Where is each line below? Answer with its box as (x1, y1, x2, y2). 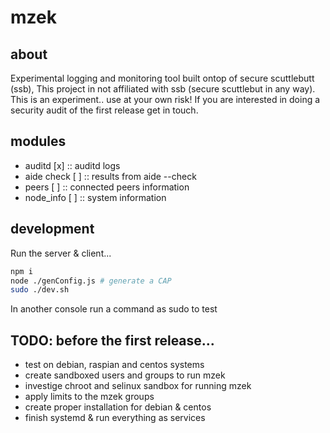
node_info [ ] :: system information (24, 191, 167, 203)
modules (10, 133, 67, 150)
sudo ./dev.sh (10, 285, 70, 295)
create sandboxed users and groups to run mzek (24, 369, 226, 381)
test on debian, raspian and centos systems (24, 359, 205, 371)
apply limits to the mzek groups (24, 391, 155, 403)
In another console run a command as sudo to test (10, 303, 218, 315)
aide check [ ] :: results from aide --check (24, 170, 197, 182)
